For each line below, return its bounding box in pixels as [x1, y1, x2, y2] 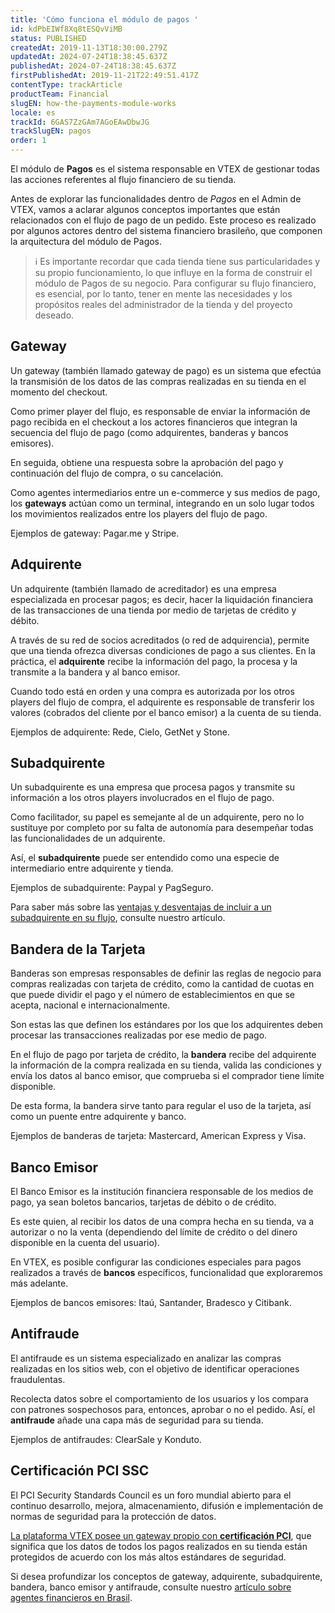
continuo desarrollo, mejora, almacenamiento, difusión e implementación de [10, 1499, 324, 1511]
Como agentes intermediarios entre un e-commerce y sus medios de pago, [10, 486, 321, 498]
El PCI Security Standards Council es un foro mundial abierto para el [10, 1489, 292, 1501]
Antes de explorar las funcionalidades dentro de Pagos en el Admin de [10, 193, 302, 205]
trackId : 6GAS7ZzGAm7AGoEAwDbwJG [10, 117, 150, 127]
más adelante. [10, 1277, 69, 1290]
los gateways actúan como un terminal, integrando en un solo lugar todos [10, 497, 315, 509]
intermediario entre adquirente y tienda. [10, 862, 174, 875]
